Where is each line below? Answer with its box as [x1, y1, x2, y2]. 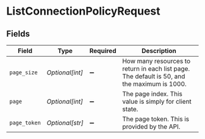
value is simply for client [121, 98, 192, 105]
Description [141, 47, 177, 55]
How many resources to [121, 57, 191, 65]
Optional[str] [46, 119, 84, 127]
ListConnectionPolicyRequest [6, 4, 160, 18]
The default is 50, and [121, 72, 185, 80]
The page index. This [121, 90, 183, 98]
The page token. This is [121, 115, 189, 123]
